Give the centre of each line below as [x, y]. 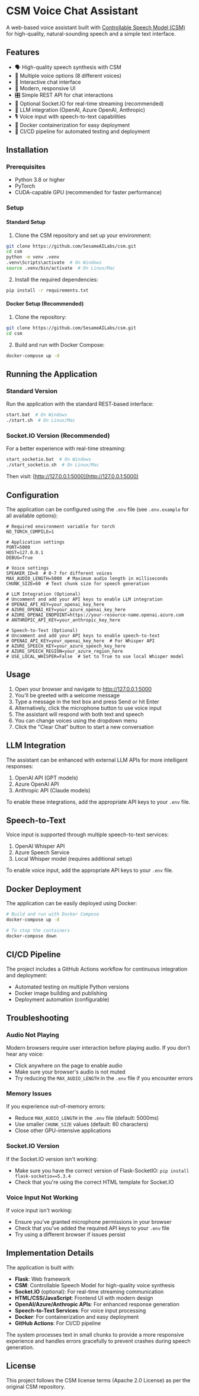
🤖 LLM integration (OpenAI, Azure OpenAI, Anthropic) [80, 110]
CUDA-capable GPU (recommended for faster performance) [88, 192]
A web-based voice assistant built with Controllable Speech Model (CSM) [96, 27]
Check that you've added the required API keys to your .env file [92, 1228]
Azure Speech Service [42, 852]
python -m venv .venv [33, 257]
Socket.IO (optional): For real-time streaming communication [89, 1291]
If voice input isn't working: [39, 1211]
